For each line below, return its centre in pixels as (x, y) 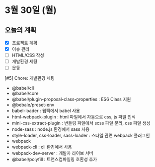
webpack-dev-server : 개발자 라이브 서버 (52, 153)
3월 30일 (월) (31, 10)
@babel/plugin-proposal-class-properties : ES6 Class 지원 (71, 99)
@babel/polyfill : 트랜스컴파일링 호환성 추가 (54, 160)
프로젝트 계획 (25, 43)
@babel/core (25, 93)
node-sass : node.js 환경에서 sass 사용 (51, 129)
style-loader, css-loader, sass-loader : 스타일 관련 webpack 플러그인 (81, 136)
